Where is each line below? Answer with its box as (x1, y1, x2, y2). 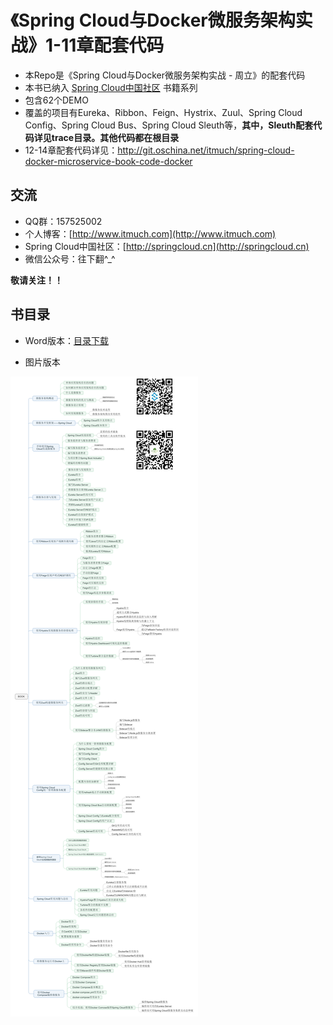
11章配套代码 (61, 34, 165, 57)
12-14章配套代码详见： (24, 144, 118, 156)
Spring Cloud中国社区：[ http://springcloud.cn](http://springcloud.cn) (24, 240, 310, 252)
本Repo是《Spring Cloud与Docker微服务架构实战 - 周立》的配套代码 (24, 69, 306, 81)
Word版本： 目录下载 (24, 334, 109, 346)
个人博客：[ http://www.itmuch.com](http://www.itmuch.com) (24, 227, 277, 240)
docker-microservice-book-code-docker (24, 155, 193, 167)
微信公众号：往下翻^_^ (24, 252, 116, 265)
